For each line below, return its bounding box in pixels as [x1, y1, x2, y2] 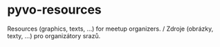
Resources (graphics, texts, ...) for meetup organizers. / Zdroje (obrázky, [7, 25, 214, 33]
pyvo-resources [7, 2, 102, 18]
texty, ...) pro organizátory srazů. [7, 31, 101, 40]
